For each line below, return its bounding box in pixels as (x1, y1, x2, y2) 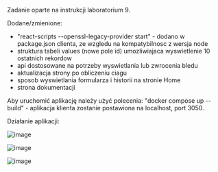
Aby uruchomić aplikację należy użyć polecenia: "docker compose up (7, 97, 204, 105)
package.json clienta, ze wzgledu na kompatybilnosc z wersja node (16, 40, 208, 47)
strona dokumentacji (16, 84, 75, 91)
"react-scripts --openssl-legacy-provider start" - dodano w (16, 32, 185, 40)
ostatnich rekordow (16, 54, 72, 62)
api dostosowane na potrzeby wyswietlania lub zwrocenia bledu (16, 62, 199, 69)
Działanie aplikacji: (7, 117, 60, 125)
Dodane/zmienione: (7, 19, 63, 27)
